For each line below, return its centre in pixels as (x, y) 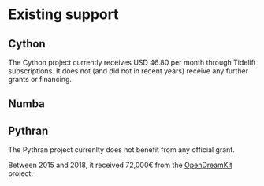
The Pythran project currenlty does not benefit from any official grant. (121, 150)
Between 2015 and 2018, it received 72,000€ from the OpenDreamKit (120, 165)
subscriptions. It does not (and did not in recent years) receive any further (128, 71)
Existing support (63, 15)
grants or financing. (40, 79)
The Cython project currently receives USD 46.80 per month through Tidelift (132, 62)
